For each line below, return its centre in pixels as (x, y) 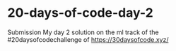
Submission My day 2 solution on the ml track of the (83, 32)
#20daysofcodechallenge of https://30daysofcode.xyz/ (88, 39)
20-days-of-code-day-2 (80, 13)
